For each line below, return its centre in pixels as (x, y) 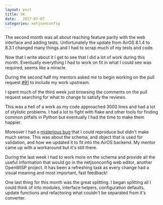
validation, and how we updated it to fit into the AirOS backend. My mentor (80, 143)
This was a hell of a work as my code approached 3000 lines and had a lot (80, 107)
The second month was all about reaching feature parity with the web (75, 37)
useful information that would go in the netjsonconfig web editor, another (79, 162)
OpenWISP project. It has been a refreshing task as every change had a (77, 168)
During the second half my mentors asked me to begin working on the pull (80, 77)
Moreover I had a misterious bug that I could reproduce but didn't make (77, 132)
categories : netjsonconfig (33, 23)
